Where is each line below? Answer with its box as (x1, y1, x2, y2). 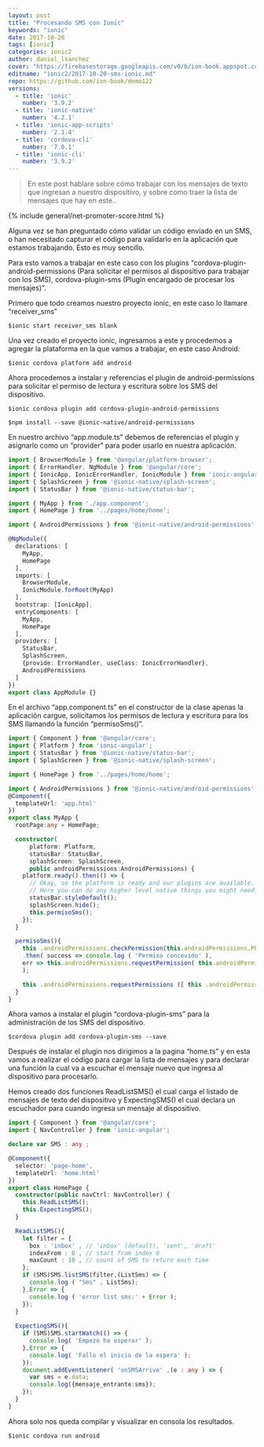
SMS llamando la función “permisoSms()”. (8, 720, 144, 729)
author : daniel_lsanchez (8, 56, 90, 64)
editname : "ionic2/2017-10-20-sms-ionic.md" (8, 70, 156, 78)
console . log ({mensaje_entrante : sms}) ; (28, 1380, 156, 1389)
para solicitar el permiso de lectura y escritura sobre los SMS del (8, 382, 218, 391)
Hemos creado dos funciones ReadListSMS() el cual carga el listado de (8, 1087, 238, 1097)
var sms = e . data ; (28, 1373, 90, 1381)
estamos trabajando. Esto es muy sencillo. (8, 243, 145, 252)
